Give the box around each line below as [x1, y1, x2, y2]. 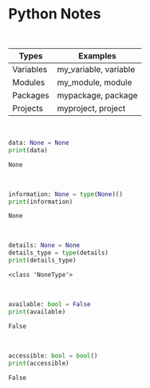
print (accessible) [8, 359, 69, 367]
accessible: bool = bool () [8, 351, 98, 360]
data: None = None [8, 138, 69, 146]
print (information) [8, 198, 73, 206]
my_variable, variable [57, 63, 136, 74]
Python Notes [8, 5, 101, 23]
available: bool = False [8, 301, 91, 309]
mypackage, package [57, 90, 138, 101]
